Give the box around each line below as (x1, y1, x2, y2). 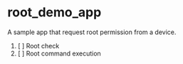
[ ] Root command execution (17, 49, 101, 58)
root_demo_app (7, 4, 102, 21)
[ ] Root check (17, 41, 60, 50)
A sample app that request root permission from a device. (7, 28, 177, 36)
